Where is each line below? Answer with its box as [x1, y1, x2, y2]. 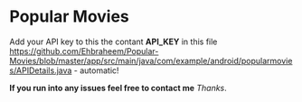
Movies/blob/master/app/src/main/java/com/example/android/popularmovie [9, 55, 293, 66]
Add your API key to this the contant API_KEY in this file [9, 36, 218, 47]
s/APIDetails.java [9, 65, 72, 76]
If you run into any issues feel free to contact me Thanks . [9, 82, 228, 93]
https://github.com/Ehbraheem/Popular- [9, 45, 159, 56]
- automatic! [73, 65, 119, 76]
